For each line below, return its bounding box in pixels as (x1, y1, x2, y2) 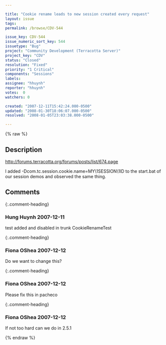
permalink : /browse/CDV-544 (5, 25, 63, 30)
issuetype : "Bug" (5, 44, 41, 49)
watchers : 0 (5, 95, 30, 100)
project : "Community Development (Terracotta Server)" (5, 48, 121, 53)
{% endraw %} (5, 335, 36, 341)
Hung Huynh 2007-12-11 (5, 214, 65, 221)
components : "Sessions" (5, 72, 55, 77)
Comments (5, 188, 40, 197)
